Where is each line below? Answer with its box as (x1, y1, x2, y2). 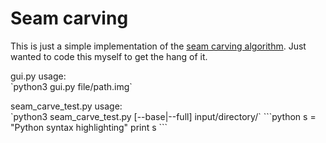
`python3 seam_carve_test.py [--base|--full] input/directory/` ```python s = (10, 110, 317, 122)
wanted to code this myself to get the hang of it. (10, 50, 208, 62)
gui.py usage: (10, 70, 67, 82)
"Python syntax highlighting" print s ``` (10, 121, 168, 133)
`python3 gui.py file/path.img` (10, 80, 133, 92)
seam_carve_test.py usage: (10, 100, 123, 112)
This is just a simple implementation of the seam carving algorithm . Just (10, 40, 307, 52)
